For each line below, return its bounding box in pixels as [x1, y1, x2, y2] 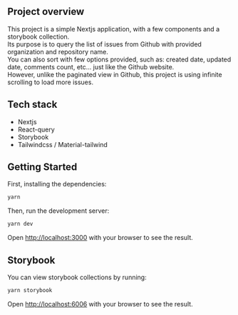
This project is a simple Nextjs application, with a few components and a [7, 24, 219, 33]
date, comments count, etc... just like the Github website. [7, 62, 175, 71]
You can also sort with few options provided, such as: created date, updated [7, 55, 232, 64]
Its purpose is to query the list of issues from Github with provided [7, 39, 202, 49]
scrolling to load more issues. [7, 78, 94, 86]
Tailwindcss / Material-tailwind [17, 140, 108, 149]
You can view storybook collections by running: [7, 273, 148, 281]
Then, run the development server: [7, 206, 110, 215]
